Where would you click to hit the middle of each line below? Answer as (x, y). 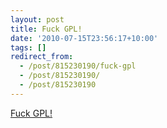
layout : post (37, 19)
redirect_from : (42, 57)
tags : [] (28, 47)
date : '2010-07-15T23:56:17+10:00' (84, 38)
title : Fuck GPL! (46, 29)
